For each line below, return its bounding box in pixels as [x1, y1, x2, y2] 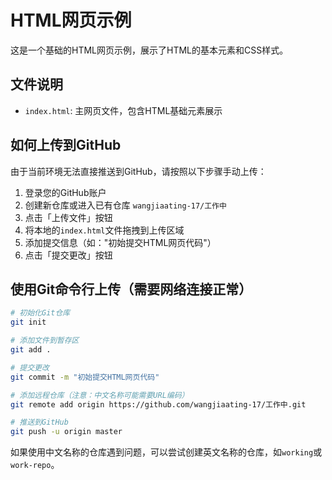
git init [10, 317, 47, 328]
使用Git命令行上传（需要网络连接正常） [10, 281, 253, 298]
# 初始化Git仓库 [10, 308, 71, 318]
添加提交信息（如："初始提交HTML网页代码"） [24, 236, 217, 248]
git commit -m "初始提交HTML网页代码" [10, 372, 160, 382]
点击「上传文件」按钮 [24, 211, 113, 223]
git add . [10, 345, 52, 355]
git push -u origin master [10, 427, 123, 437]
